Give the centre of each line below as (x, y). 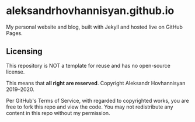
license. (15, 72)
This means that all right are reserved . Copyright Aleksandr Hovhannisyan (96, 83)
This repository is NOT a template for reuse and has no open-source (88, 65)
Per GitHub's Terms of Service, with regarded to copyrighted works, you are (98, 100)
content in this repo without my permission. (58, 113)
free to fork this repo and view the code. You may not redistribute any (90, 107)
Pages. (14, 33)
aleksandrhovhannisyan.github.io (90, 11)
